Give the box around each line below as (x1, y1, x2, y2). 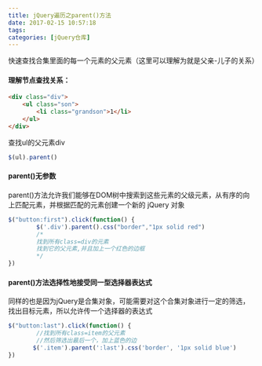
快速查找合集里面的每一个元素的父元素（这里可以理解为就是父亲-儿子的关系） (8, 56, 259, 65)
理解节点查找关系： (8, 75, 71, 85)
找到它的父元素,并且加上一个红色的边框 (36, 245, 145, 253)
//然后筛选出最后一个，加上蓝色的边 (36, 336, 137, 344)
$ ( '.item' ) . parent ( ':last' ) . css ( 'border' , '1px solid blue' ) (32, 343, 237, 352)
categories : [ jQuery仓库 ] (8, 33, 91, 42)
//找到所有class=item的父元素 (36, 329, 126, 338)
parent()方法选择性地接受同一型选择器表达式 (8, 277, 153, 287)
